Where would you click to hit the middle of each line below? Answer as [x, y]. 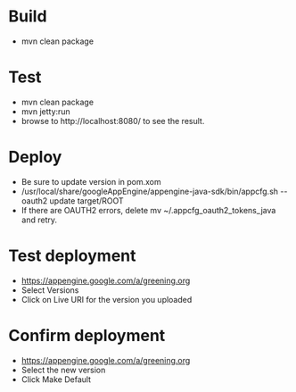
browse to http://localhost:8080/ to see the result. [113, 121]
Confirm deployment [87, 335]
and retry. [39, 220]
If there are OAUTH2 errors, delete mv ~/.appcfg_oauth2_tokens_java [148, 210]
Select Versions [50, 290]
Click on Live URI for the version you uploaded [107, 299]
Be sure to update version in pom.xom [91, 181]
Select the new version [63, 370]
